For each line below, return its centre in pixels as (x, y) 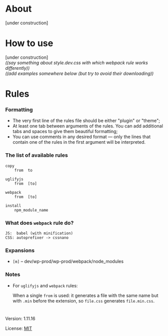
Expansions (20, 250)
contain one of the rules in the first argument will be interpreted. (79, 142)
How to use (29, 43)
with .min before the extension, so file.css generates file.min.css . (83, 301)
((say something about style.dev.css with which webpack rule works (77, 62)
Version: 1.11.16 (20, 318)
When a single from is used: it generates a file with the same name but (85, 295)
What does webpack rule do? (40, 223)
